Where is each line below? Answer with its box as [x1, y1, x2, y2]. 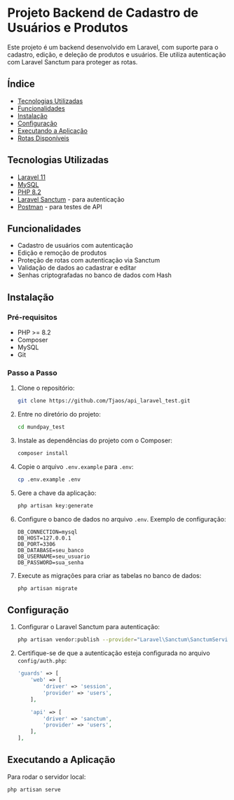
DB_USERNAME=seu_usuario [17, 553, 90, 560]
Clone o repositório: [17, 384, 75, 393]
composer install [17, 450, 69, 457]
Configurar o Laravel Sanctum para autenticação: [17, 623, 160, 631]
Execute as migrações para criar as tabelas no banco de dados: [17, 571, 202, 580]
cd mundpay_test [17, 423, 65, 431]
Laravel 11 [17, 173, 46, 181]
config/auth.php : [17, 657, 67, 665]
